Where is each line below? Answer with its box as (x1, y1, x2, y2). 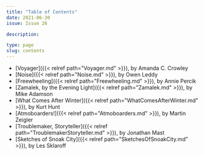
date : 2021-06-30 (6, 15, 51, 21)
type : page (6, 42, 34, 49)
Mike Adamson (15, 91, 53, 97)
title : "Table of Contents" (6, 9, 78, 15)
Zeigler (15, 116, 33, 123)
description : (6, 31, 40, 37)
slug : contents (6, 48, 45, 54)
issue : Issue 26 (6, 20, 47, 26)
